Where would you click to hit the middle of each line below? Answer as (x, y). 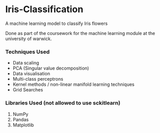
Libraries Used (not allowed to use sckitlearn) (63, 103)
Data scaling (26, 63)
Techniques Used (28, 52)
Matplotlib (23, 125)
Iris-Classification (44, 9)
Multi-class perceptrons (38, 79)
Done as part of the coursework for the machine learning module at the (80, 33)
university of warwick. (29, 39)
